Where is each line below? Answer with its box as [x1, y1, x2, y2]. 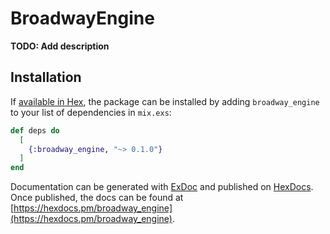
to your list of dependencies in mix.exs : [10, 106, 172, 118]
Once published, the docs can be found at [10, 192, 184, 204]
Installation [10, 69, 82, 86]
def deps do [10, 125, 60, 136]
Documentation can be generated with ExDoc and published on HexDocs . [10, 181, 314, 193]
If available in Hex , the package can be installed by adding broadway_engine [10, 95, 320, 107]
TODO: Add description [10, 40, 110, 52]
